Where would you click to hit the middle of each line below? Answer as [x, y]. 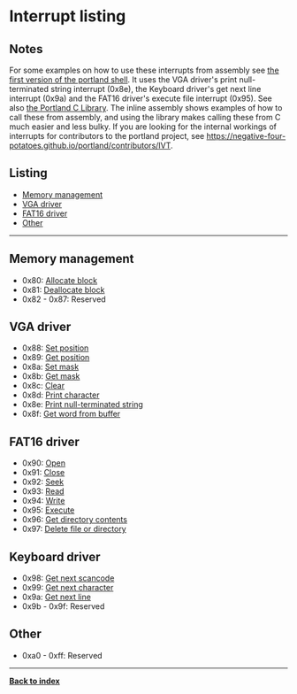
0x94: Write [43, 501]
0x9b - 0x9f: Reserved [63, 606]
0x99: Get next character [68, 588]
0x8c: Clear [43, 386]
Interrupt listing [68, 16]
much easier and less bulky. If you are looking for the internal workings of [143, 127]
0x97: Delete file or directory [74, 529]
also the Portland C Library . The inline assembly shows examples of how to [146, 108]
